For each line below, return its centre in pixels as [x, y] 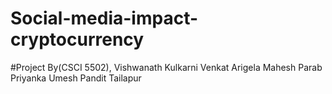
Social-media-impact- [104, 18]
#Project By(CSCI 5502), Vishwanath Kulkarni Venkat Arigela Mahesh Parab [166, 67]
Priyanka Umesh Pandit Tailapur [76, 78]
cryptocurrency [77, 39]
